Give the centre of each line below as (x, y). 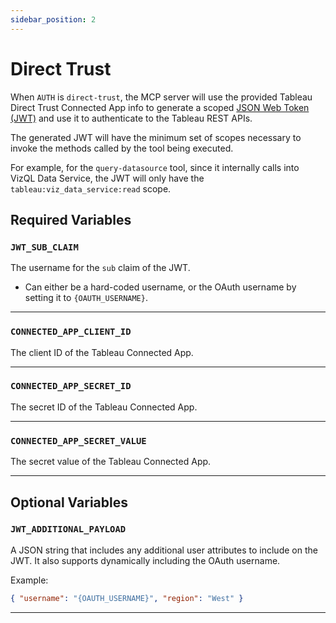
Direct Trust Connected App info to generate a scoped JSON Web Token (160, 107)
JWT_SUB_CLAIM (44, 247)
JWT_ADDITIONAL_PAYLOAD (68, 529)
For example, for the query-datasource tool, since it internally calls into (155, 167)
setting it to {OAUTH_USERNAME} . (86, 298)
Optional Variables (69, 502)
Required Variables (71, 219)
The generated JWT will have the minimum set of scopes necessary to (156, 137)
